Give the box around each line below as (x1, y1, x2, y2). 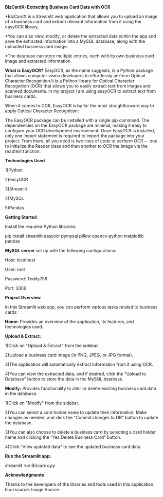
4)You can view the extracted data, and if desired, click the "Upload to (5, 371, 146, 377)
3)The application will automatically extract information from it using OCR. (5, 361, 153, 367)
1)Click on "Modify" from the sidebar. (5, 400, 79, 406)
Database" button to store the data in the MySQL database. (5, 376, 124, 382)
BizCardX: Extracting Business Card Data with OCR (5, 4, 110, 10)
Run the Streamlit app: (5, 453, 51, 459)
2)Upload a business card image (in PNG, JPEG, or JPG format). (5, 352, 134, 358)
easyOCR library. (5, 24, 39, 30)
